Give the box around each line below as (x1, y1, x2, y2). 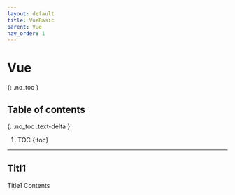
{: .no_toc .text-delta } (7, 122, 71, 130)
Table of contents (7, 103, 85, 116)
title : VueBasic (7, 17, 55, 24)
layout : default (7, 10, 55, 18)
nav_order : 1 (7, 29, 45, 37)
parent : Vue (7, 23, 42, 30)
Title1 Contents (7, 181, 50, 189)
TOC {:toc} (17, 136, 49, 144)
